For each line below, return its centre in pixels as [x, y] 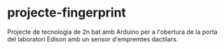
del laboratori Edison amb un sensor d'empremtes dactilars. [93, 39]
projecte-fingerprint [67, 13]
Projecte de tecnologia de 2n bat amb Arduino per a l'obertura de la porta [112, 32]
